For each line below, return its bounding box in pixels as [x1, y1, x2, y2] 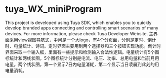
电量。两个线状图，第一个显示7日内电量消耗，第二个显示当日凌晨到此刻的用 [5, 61, 159, 67]
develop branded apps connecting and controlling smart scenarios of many [5, 25, 159, 30]
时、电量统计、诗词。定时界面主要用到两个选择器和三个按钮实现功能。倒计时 [5, 43, 161, 49]
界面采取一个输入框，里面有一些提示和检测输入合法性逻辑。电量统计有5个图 [5, 49, 160, 55]
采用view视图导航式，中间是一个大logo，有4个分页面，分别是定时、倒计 [9, 37, 157, 43]
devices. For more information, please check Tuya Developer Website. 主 [5, 30, 154, 36]
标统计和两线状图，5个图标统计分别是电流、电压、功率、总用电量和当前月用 [5, 55, 160, 61]
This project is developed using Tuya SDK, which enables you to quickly [5, 20, 152, 26]
